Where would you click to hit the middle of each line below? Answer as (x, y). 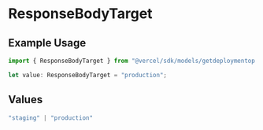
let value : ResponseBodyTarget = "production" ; (88, 75)
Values (26, 100)
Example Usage (47, 43)
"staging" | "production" (50, 118)
